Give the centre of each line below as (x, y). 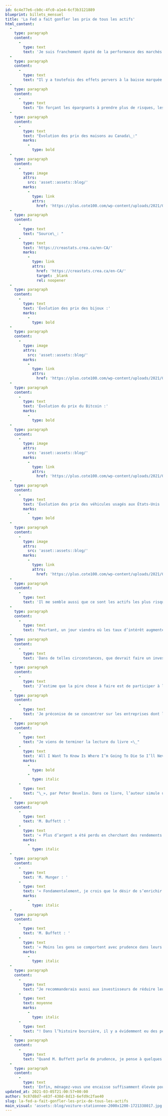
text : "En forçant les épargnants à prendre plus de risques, (89, 108)
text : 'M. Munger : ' (46, 877)
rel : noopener (51, 280)
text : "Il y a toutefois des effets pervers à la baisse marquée (93, 80)
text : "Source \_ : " (43, 234)
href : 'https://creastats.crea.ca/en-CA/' (81, 271)
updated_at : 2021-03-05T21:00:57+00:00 (47, 1091)
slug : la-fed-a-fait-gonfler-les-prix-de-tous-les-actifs (67, 1101)
